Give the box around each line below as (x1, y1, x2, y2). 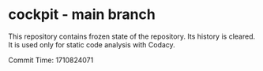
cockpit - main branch (8, 6, 156, 24)
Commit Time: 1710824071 (8, 55, 94, 65)
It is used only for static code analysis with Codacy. (8, 39, 175, 49)
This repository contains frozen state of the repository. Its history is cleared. (8, 32, 255, 41)
